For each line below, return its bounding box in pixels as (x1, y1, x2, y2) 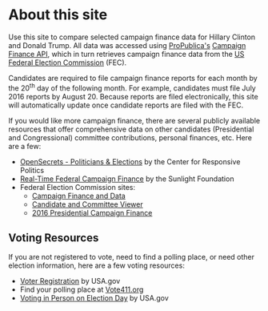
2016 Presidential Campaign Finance (31, 208, 153, 217)
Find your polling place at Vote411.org (19, 285, 144, 294)
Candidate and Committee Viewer (31, 199, 143, 209)
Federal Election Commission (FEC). (8, 58, 127, 67)
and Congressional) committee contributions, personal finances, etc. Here (8, 132, 253, 142)
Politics (19, 165, 45, 175)
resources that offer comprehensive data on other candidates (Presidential (8, 124, 254, 134)
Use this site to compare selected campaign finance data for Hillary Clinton (8, 32, 256, 42)
